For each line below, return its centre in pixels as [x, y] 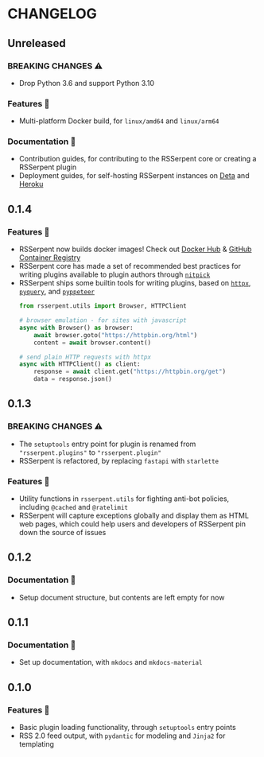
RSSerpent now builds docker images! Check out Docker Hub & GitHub [135, 249]
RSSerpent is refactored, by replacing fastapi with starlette [119, 460]
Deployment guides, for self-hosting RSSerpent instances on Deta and [134, 176]
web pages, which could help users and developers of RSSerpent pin [132, 524]
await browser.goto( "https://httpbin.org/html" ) [116, 335]
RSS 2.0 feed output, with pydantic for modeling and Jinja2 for [122, 736]
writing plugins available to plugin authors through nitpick [115, 274]
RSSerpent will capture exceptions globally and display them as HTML [134, 516]
